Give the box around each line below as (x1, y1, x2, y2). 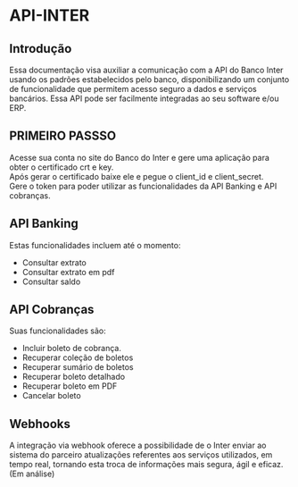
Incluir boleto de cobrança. (21, 343, 122, 354)
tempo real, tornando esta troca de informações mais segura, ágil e (9, 459, 257, 470)
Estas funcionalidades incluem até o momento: (9, 239, 181, 250)
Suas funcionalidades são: (9, 325, 107, 336)
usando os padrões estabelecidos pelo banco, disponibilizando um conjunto (9, 74, 290, 85)
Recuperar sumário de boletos (21, 362, 134, 373)
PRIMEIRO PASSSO (9, 129, 117, 144)
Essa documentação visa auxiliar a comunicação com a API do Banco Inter (9, 64, 284, 75)
